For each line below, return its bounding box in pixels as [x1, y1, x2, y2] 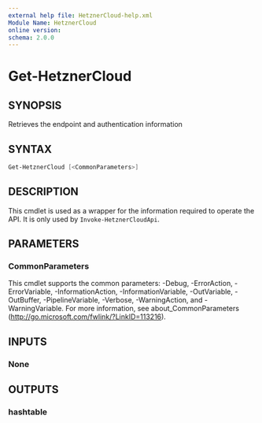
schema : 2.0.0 [8, 33, 55, 42]
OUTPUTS [8, 383, 59, 396]
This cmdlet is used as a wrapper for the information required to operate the [8, 206, 255, 215]
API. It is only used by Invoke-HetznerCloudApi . [8, 214, 160, 224]
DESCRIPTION [8, 185, 79, 199]
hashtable [8, 406, 48, 417]
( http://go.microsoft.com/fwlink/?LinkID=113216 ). [8, 312, 167, 321]
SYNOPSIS [8, 98, 62, 112]
